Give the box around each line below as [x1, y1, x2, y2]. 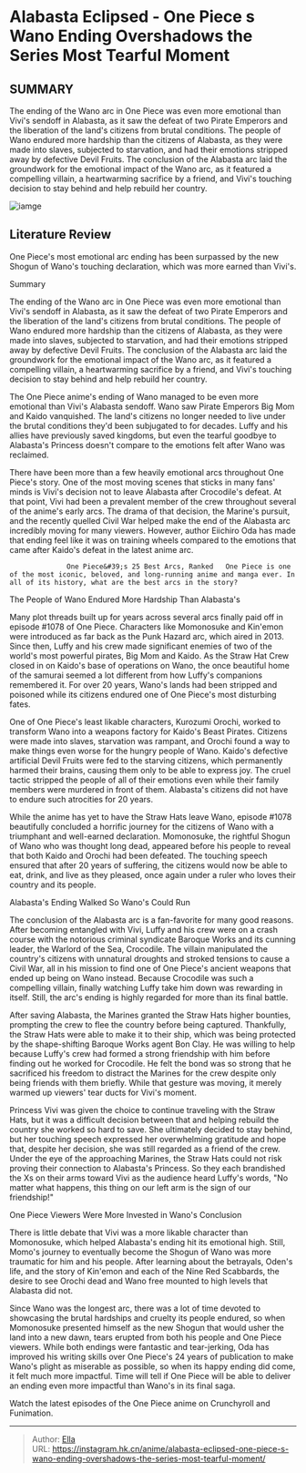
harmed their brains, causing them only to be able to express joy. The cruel [9, 764, 291, 775]
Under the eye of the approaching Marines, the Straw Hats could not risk [9, 1152, 282, 1163]
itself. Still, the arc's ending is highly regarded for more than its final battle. [9, 991, 289, 1003]
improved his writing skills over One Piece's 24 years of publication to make [9, 1351, 294, 1362]
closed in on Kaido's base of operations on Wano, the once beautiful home [9, 660, 290, 670]
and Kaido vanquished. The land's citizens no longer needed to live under [9, 410, 286, 421]
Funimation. [9, 1407, 54, 1418]
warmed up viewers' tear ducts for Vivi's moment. [9, 1087, 198, 1098]
